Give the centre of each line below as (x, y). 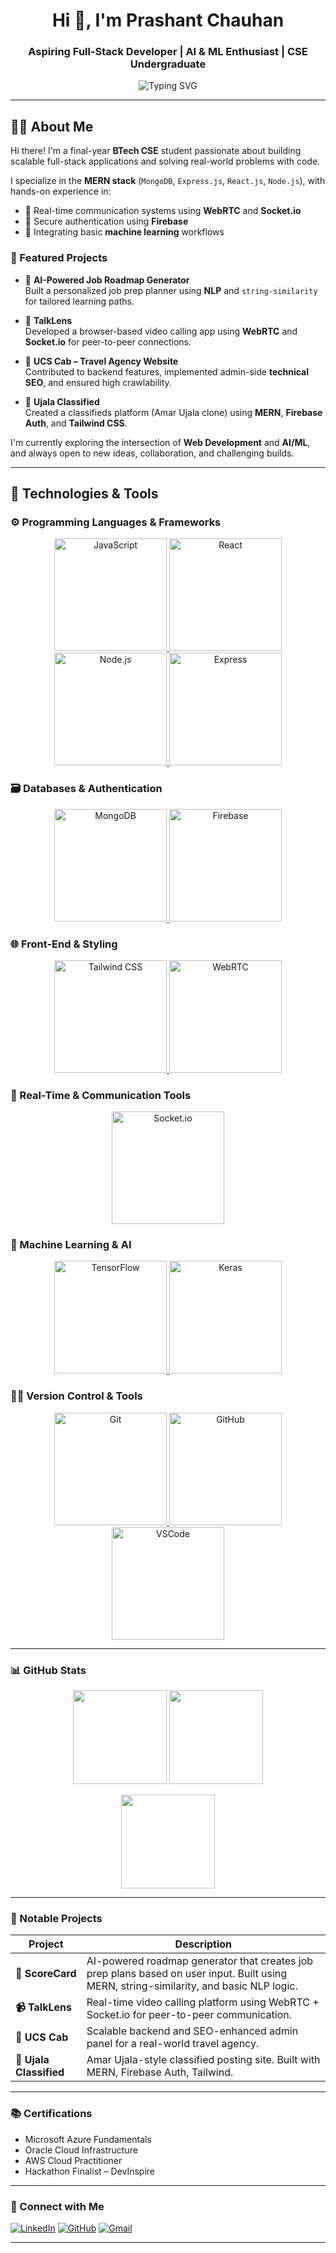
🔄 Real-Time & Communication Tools (101, 1095)
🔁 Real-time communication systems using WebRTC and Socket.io (163, 211)
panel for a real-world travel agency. (173, 2044)
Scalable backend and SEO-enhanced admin (192, 2031)
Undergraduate (168, 64)
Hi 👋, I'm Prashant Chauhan (168, 20)
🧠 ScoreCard (46, 1974)
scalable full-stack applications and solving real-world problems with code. (165, 161)
